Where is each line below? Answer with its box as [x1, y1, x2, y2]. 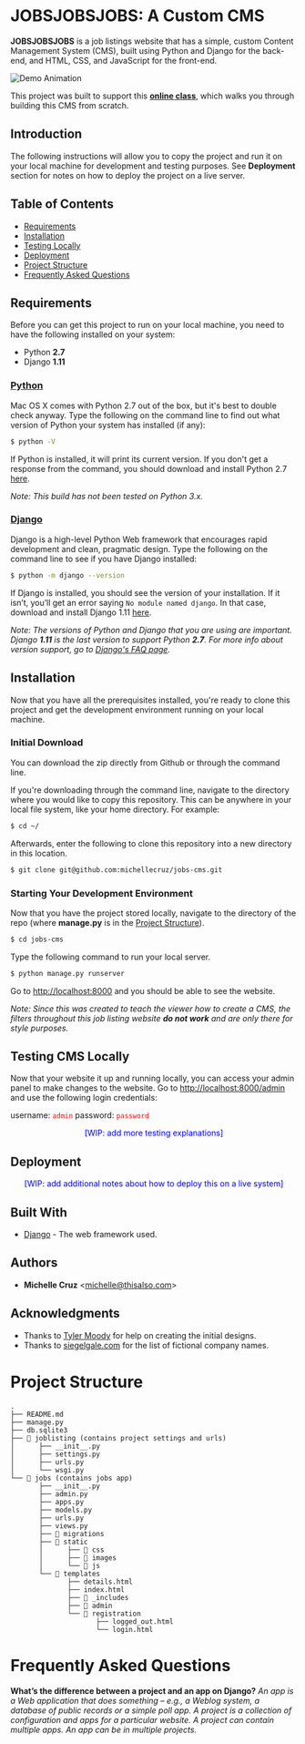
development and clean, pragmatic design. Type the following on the [10, 543, 268, 554]
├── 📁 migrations [38, 1529, 105, 1538]
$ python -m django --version [10, 570, 126, 580]
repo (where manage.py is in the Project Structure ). [10, 917, 205, 928]
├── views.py [38, 1521, 89, 1531]
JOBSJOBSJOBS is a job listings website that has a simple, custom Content [10, 36, 294, 46]
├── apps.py [38, 1497, 85, 1506]
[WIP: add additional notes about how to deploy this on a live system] [24, 1178, 284, 1189]
